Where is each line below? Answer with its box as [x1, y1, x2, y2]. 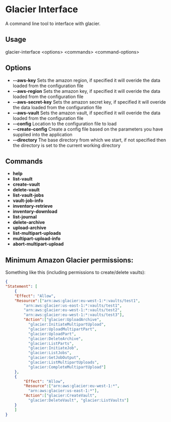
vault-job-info [12, 197, 43, 204]
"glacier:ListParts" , [28, 341, 74, 346]
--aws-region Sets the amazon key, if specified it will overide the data [12, 88, 161, 94]
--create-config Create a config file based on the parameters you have [12, 126, 163, 132]
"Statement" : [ [5, 284, 38, 289]
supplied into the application [12, 131, 72, 137]
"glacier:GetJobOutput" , [28, 355, 81, 360]
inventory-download [12, 208, 58, 215]
